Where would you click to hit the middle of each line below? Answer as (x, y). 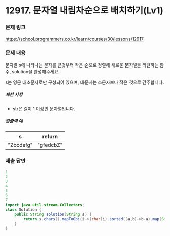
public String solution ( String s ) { (53, 214)
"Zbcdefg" (20, 145)
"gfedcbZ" (50, 145)
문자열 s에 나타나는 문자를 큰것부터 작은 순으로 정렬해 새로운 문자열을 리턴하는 (82, 65)
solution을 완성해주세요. (36, 71)
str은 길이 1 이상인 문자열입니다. (44, 108)
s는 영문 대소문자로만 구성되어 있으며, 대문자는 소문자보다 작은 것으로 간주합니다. (85, 82)
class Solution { (24, 210)
